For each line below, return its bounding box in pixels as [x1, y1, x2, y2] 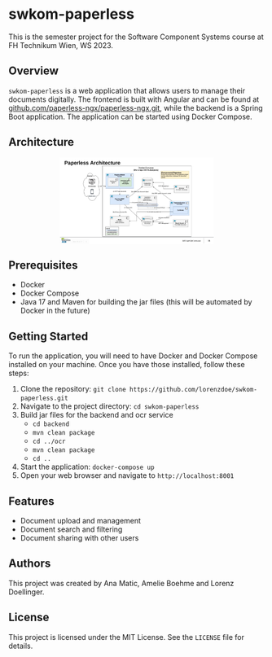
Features [8, 494, 55, 508]
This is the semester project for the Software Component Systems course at [8, 32, 264, 42]
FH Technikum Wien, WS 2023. [8, 40, 114, 50]
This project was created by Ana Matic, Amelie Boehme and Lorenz [8, 578, 235, 588]
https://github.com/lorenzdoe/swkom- [129, 386, 258, 394]
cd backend [32, 420, 70, 428]
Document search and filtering [20, 524, 123, 534]
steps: [8, 368, 29, 379]
